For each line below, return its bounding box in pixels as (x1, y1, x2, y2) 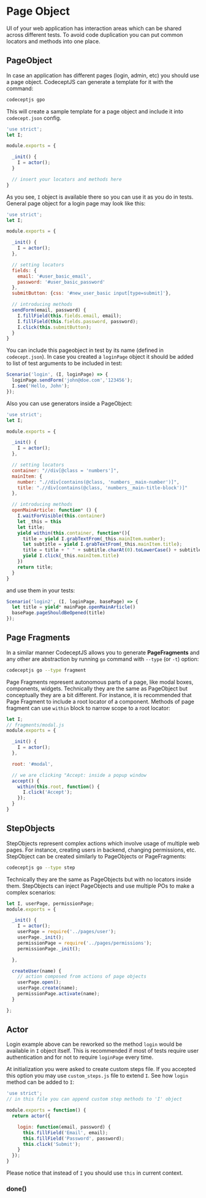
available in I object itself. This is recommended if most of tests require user (6, 1047, 199, 1055)
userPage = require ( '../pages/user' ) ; (17, 929, 116, 935)
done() (6, 1185, 27, 1193)
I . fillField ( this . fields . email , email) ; (17, 313, 122, 319)
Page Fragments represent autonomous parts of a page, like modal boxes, (6, 678, 194, 685)
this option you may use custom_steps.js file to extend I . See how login (6, 1072, 189, 1080)
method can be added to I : (6, 1078, 75, 1086)
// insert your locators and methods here (12, 176, 122, 182)
